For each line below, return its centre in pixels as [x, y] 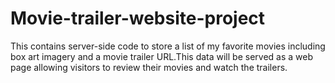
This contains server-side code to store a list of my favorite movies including [168, 46]
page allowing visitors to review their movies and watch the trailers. [149, 67]
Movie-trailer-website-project [138, 18]
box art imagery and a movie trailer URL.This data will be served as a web [161, 56]
